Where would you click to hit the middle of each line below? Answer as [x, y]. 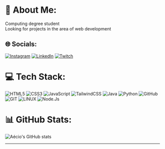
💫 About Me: [31, 10]
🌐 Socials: [21, 44]
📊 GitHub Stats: [39, 119]
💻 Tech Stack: [35, 77]
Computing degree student [32, 24]
